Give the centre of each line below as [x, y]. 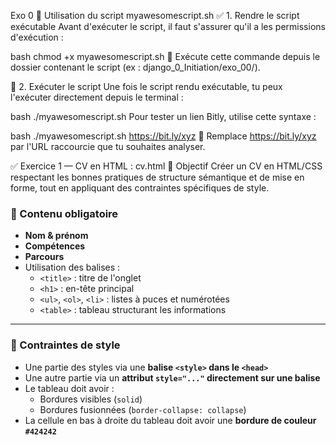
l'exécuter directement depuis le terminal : [97, 97]
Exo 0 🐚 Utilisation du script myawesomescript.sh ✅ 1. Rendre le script [155, 15]
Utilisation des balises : [72, 267]
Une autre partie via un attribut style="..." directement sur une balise [172, 377]
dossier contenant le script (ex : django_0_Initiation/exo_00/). [135, 67]
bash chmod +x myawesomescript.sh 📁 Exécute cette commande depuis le [165, 56]
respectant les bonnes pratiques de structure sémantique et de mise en [157, 177]
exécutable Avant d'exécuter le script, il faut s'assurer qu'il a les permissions [168, 26]
